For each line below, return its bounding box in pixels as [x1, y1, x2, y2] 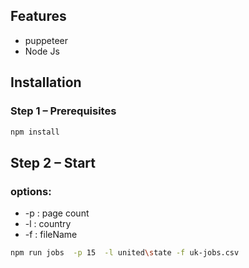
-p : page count [24, 207, 90, 219]
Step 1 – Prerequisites [10, 104, 117, 118]
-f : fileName [24, 229, 78, 241]
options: [10, 184, 52, 198]
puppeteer [24, 34, 68, 46]
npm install [10, 127, 60, 137]
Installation [10, 74, 82, 91]
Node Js [24, 45, 60, 57]
